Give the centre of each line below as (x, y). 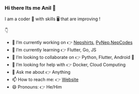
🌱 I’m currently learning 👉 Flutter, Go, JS (54, 50)
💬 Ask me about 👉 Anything (41, 72)
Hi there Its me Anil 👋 (30, 8)
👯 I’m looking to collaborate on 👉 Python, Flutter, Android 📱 (73, 57)
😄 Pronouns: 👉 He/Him (37, 87)
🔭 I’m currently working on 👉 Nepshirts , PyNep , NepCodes (72, 43)
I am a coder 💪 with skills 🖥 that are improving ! (53, 19)
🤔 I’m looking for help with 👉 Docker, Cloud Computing (69, 65)
